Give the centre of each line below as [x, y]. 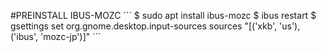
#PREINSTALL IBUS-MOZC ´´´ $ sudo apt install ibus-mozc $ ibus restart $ [163, 15]
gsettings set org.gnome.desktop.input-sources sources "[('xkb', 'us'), [155, 26]
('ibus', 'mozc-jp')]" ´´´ [56, 36]
